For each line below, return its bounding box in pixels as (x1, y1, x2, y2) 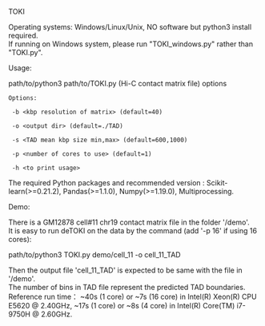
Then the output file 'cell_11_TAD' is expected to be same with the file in (8, 265, 243, 275)
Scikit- (207, 178, 228, 187)
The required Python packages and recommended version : (8, 178, 206, 187)
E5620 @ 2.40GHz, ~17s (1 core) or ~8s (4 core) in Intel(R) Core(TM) (8, 301, 235, 310)
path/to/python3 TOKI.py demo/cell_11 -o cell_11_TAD (8, 250, 182, 259)
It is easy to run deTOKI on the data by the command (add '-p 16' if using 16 (8, 226, 258, 235)
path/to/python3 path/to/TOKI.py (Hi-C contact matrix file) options (8, 79, 227, 88)
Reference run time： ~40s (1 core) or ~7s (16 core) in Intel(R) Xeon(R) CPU (8, 292, 258, 301)
